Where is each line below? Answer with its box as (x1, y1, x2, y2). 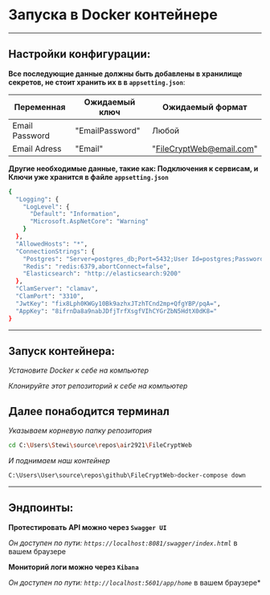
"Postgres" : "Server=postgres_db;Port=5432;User (22, 255, 189, 263)
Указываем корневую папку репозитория (8, 426, 153, 435)
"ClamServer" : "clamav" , (15, 285, 99, 293)
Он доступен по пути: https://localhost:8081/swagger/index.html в (8, 538, 238, 548)
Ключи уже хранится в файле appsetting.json (8, 172, 169, 181)
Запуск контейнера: (8, 344, 115, 358)
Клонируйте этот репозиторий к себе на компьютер (8, 381, 188, 391)
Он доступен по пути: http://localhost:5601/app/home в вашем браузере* (8, 577, 261, 587)
